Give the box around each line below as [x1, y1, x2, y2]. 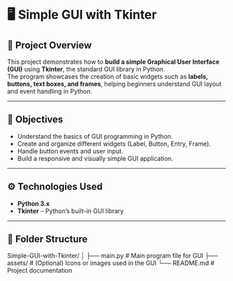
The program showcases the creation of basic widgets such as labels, [7, 72, 208, 80]
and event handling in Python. [7, 87, 92, 95]
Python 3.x [17, 199, 50, 207]
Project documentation [7, 266, 73, 275]
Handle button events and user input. [17, 146, 123, 155]
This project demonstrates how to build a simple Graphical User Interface [7, 58, 220, 66]
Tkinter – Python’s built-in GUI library [17, 207, 124, 215]
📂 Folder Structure [7, 233, 88, 245]
